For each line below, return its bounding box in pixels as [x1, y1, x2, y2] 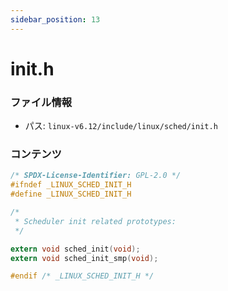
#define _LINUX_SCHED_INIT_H [10, 189, 132, 200]
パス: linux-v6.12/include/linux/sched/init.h [24, 120, 218, 132]
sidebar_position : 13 [10, 14, 101, 25]
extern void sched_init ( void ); [10, 244, 141, 254]
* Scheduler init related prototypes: [14, 216, 177, 226]
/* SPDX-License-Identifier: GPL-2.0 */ [10, 171, 182, 181]
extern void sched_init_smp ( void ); [10, 253, 159, 263]
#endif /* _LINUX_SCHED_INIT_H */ [10, 271, 155, 281]
